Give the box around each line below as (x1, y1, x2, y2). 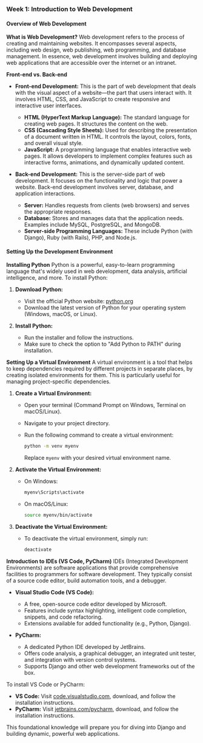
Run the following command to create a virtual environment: (24, 431, 174, 439)
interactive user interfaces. (15, 102, 83, 109)
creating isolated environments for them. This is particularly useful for (6, 372, 181, 379)
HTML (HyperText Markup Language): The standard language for (24, 114, 190, 121)
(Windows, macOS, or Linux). (24, 311, 98, 318)
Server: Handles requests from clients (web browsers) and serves (24, 202, 190, 209)
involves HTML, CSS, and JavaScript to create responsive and (15, 96, 171, 103)
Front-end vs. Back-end (6, 71, 68, 78)
